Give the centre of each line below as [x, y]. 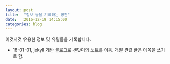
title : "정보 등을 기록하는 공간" [38, 15]
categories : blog [24, 24]
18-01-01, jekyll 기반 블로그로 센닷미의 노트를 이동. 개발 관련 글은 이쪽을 [84, 50]
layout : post [19, 10]
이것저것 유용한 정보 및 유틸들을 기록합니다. [48, 39]
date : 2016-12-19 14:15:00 [36, 19]
